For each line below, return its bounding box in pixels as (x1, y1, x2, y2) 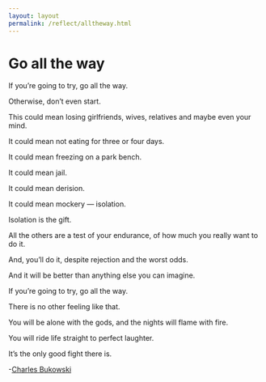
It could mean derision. (8, 184, 85, 193)
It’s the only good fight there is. (8, 349, 112, 359)
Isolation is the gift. (8, 215, 72, 225)
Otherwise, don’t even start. (8, 96, 101, 106)
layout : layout (8, 11, 60, 20)
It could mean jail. (8, 168, 67, 178)
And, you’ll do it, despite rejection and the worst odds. (8, 255, 188, 265)
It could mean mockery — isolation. (8, 199, 127, 209)
